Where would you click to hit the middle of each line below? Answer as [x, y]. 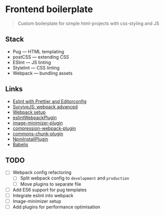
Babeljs [20, 144]
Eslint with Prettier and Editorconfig [50, 101]
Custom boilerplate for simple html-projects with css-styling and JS [88, 23]
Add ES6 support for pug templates [50, 190]
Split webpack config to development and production [75, 178]
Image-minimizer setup [37, 201]
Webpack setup [29, 112]
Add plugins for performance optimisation [56, 207]
